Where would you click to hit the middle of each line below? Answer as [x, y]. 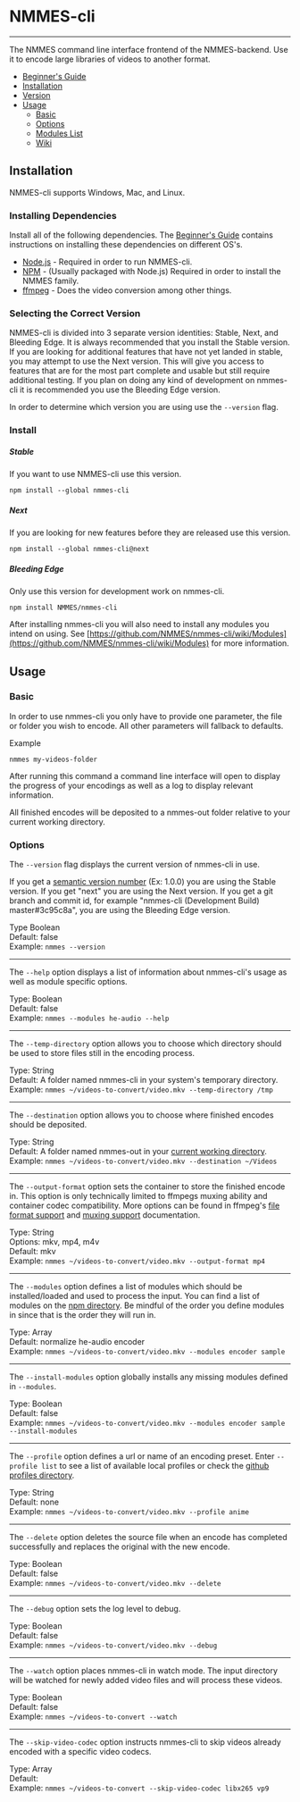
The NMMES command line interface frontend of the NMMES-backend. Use [149, 49]
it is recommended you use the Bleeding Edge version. [120, 390]
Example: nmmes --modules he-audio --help [89, 1018]
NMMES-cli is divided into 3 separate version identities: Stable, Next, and [144, 333]
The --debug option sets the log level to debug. [95, 1609]
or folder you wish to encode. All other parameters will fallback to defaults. [146, 725]
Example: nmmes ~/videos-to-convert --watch [93, 1716]
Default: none [34, 1502]
